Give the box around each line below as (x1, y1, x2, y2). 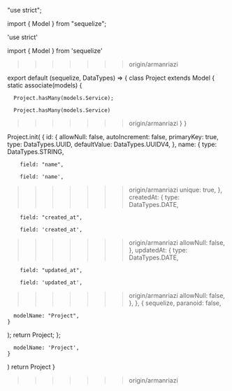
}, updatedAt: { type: (129, 246, 188, 254)
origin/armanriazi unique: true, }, (129, 185, 222, 194)
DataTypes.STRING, (7, 148, 64, 156)
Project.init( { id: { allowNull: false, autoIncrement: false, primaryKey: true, (7, 133, 219, 141)
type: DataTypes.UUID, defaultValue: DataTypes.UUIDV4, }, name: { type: (7, 140, 217, 148)
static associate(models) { (7, 81, 82, 90)
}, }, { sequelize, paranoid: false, (129, 299, 222, 307)
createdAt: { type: (129, 193, 180, 201)
